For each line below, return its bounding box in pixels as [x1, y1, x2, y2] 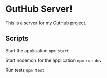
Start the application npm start [5, 47, 69, 53]
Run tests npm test [5, 67, 45, 73]
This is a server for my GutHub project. [5, 20, 87, 26]
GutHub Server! [5, 3, 73, 15]
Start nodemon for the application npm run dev [5, 57, 102, 63]
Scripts [5, 34, 29, 43]
